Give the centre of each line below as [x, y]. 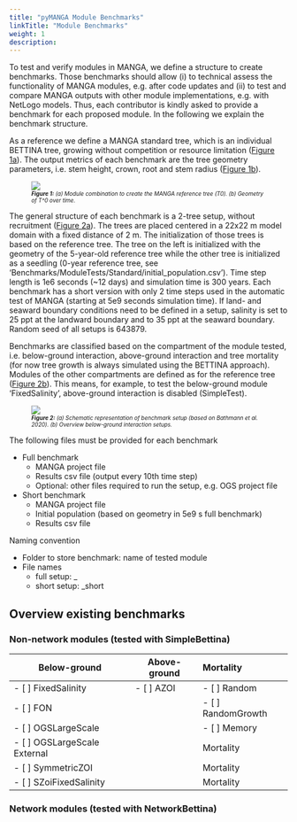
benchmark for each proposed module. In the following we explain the [137, 114]
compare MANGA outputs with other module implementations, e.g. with [139, 96]
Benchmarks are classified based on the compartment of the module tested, [148, 346]
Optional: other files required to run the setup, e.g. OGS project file [156, 486]
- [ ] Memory [230, 727]
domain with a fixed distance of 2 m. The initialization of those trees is [137, 235]
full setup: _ [56, 577]
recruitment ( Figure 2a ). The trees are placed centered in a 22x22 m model [146, 226]
